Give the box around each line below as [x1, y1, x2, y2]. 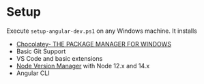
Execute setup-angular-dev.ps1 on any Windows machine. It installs [6, 27, 197, 35]
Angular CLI [16, 69, 50, 77]
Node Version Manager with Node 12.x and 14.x [16, 61, 150, 70]
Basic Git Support [16, 47, 66, 55]
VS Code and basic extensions [16, 54, 103, 62]
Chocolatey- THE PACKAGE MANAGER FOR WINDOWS [16, 40, 172, 48]
